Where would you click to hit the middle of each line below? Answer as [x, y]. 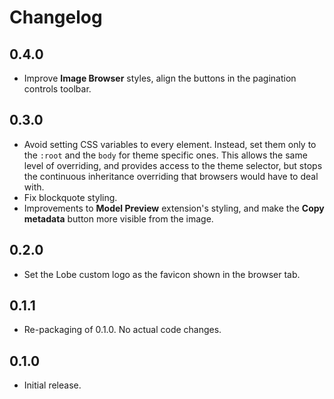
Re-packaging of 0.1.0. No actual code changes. [122, 330]
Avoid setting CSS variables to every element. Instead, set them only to [170, 144]
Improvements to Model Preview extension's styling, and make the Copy [174, 208]
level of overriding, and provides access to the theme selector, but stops [173, 165]
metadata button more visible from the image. [118, 218]
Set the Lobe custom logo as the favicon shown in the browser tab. [162, 274]
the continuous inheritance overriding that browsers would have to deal [171, 176]
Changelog [56, 17]
